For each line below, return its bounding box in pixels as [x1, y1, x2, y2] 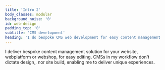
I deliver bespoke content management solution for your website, [5, 48, 138, 55]
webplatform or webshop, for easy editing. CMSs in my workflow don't [5, 54, 150, 60]
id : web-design [5, 21, 37, 26]
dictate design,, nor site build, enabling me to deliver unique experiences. [5, 59, 155, 65]
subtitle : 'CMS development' [5, 30, 65, 35]
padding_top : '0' [5, 26, 41, 31]
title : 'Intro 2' [5, 7, 41, 12]
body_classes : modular [5, 12, 52, 17]
